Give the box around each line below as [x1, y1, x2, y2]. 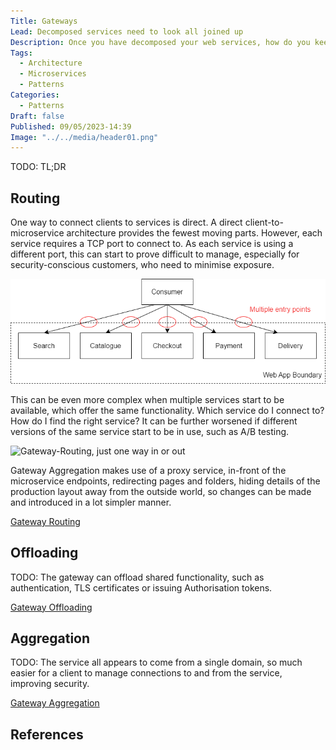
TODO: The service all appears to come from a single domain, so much [10, 656, 303, 669]
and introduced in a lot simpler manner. [10, 496, 172, 508]
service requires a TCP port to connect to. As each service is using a [10, 238, 294, 250]
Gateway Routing [10, 515, 81, 527]
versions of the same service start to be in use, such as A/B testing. [10, 425, 290, 437]
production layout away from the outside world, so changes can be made [10, 485, 312, 497]
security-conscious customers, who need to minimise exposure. [10, 259, 275, 271]
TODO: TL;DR [10, 161, 67, 173]
